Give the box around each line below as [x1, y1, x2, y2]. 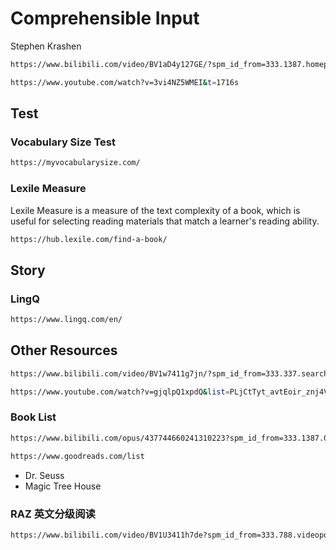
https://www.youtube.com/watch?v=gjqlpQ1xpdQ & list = [10, 387, 230, 397]
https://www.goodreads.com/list [10, 451, 145, 461]
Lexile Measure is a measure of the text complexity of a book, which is [10, 204, 301, 216]
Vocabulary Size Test [10, 135, 116, 149]
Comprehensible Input [10, 7, 200, 30]
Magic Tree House [24, 480, 102, 492]
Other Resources [10, 342, 118, 359]
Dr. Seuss [24, 469, 65, 481]
